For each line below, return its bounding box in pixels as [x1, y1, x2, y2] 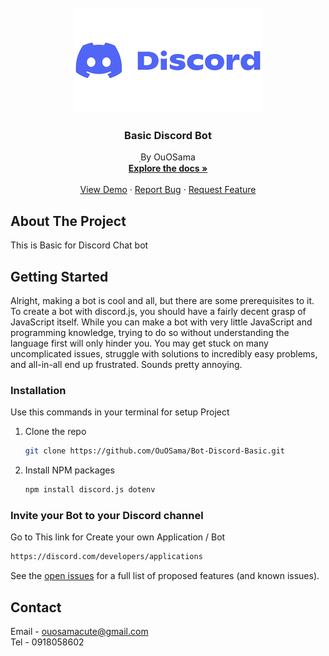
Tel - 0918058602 [10, 636, 85, 648]
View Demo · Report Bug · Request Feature [79, 184, 257, 196]
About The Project [10, 212, 127, 230]
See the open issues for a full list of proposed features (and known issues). [10, 570, 320, 582]
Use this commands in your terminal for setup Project [10, 406, 230, 418]
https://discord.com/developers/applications [10, 552, 203, 562]
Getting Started [10, 268, 109, 285]
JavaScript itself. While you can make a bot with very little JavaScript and [10, 316, 313, 328]
